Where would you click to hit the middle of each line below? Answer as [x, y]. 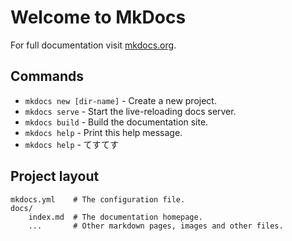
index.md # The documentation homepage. [115, 217]
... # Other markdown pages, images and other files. [156, 226]
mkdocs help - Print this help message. [103, 132]
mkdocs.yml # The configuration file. [98, 199]
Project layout [55, 176]
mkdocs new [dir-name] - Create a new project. [120, 100]
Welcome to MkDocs [98, 17]
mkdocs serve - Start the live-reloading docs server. [130, 111]
